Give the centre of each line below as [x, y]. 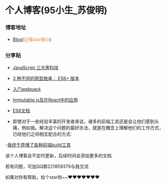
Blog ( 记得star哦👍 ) [32, 40]
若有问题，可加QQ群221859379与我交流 [47, 166]
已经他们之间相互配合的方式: [42, 134]
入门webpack [27, 89]
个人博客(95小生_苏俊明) [56, 10]
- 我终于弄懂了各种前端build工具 [38, 144]
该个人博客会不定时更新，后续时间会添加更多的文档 [58, 156]
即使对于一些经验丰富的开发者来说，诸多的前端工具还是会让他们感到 [84, 121]
